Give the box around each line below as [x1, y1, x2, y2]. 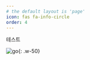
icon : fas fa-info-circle [6, 14, 69, 20]
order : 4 [6, 19, 28, 25]
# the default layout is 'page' [6, 8, 85, 15]
